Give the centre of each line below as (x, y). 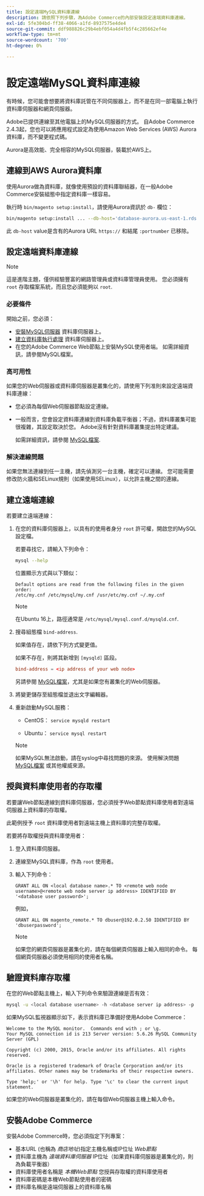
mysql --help (32, 561)
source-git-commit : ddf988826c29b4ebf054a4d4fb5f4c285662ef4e (87, 29)
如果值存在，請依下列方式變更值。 (58, 644)
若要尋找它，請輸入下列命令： (52, 549)
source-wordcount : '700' (38, 40)
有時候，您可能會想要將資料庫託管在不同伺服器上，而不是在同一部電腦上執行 (102, 101)
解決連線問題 (25, 457)
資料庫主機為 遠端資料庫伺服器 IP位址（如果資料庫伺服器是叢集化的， (101, 1157)
